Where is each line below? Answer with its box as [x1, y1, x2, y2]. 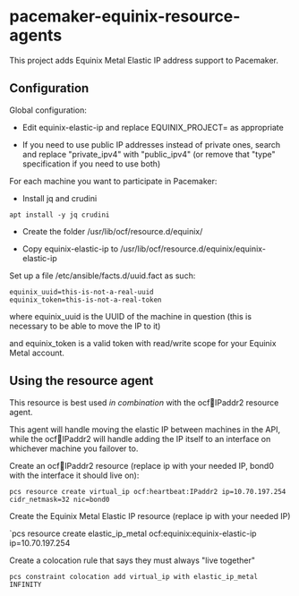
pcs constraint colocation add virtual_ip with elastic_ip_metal [9, 572, 258, 581]
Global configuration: [9, 105, 88, 115]
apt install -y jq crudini [9, 210, 110, 219]
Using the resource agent [9, 373, 154, 388]
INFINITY [9, 580, 42, 589]
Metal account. [9, 347, 65, 358]
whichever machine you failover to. [9, 443, 139, 454]
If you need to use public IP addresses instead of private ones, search [21, 139, 281, 149]
